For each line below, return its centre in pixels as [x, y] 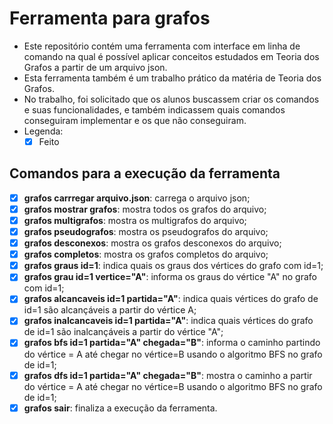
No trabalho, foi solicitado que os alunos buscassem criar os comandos [171, 99]
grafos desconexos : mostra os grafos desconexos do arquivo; [152, 243]
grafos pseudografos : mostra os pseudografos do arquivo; [146, 231]
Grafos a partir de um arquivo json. [95, 67]
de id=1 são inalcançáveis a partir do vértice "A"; [123, 332]
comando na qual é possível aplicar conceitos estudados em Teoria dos [171, 56]
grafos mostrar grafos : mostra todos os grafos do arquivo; [145, 209]
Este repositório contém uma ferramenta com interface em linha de [162, 46]
